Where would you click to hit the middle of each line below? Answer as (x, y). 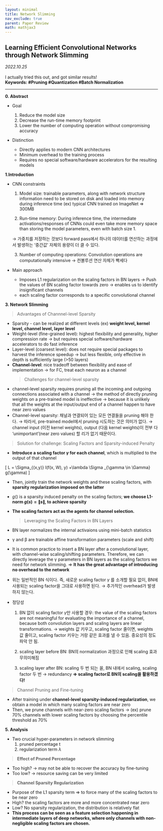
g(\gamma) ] (17, 472)
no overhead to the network (41, 569)
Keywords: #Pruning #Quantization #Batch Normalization (64, 82)
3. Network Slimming (27, 304)
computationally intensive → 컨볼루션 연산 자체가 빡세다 (73, 260)
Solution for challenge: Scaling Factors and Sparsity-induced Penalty (86, 443)
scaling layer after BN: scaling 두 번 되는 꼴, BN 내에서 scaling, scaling (88, 668)
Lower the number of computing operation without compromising (85, 125)
